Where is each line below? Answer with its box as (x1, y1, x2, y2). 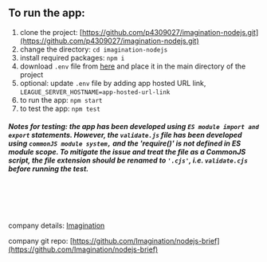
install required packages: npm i (19, 53, 125, 62)
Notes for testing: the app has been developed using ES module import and (8, 122, 259, 131)
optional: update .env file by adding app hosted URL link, (19, 78, 206, 88)
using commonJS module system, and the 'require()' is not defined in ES (8, 139, 241, 148)
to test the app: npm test (19, 104, 101, 113)
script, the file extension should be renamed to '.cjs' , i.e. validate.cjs (8, 155, 249, 166)
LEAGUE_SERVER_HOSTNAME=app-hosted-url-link (19, 88, 171, 96)
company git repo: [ (8, 237, 73, 246)
